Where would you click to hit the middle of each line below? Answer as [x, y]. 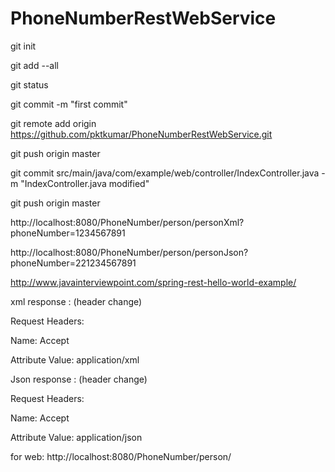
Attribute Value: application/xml [75, 359]
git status [29, 84]
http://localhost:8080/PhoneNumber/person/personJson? [129, 252]
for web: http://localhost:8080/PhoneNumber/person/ [121, 456]
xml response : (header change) [76, 301]
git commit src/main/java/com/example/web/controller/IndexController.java [165, 173]
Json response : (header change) [79, 379]
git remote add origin [53, 123]
